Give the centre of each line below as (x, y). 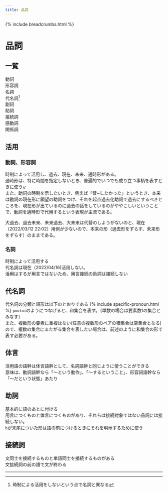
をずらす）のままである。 (31, 235)
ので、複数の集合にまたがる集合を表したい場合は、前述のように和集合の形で (84, 329)
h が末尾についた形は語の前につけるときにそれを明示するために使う (74, 428)
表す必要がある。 (23, 336)
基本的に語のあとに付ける (31, 409)
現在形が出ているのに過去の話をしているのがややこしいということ (90, 205)
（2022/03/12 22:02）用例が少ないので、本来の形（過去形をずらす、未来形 (82, 228)
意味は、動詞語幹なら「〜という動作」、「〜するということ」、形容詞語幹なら (83, 372)
